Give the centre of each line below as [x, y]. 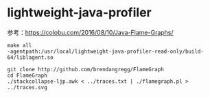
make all [20, 45]
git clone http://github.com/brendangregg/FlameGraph [86, 69]
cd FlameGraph [27, 75]
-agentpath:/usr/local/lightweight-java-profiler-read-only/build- [106, 51]
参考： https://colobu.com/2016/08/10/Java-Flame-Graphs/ [90, 32]
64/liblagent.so [30, 57]
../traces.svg [27, 87]
